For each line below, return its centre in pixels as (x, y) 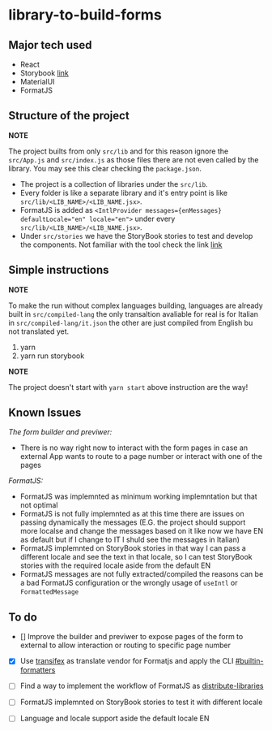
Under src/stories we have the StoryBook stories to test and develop (136, 236)
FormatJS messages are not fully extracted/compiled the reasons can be (142, 574)
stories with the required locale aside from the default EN (115, 565)
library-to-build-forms (85, 15)
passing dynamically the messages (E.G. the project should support (133, 522)
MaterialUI (37, 82)
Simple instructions (59, 270)
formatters (38, 670)
